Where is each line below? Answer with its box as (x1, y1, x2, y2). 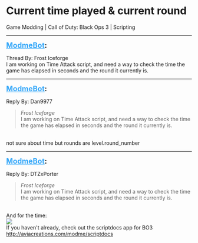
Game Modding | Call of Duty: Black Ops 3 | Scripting (6, 24, 136, 31)
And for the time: (6, 212, 47, 219)
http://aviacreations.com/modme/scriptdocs (6, 230, 114, 237)
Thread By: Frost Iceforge (6, 54, 69, 61)
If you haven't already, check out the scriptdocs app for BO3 (6, 224, 153, 231)
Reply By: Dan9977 (6, 98, 53, 105)
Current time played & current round (6, 4, 187, 18)
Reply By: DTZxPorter (6, 170, 59, 177)
